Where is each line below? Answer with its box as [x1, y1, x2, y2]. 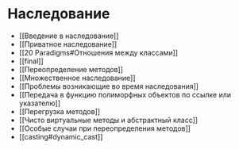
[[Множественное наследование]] [18, 73, 136, 82]
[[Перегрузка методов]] [18, 106, 101, 116]
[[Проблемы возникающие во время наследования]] [18, 81, 199, 91]
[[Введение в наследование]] [18, 31, 119, 40]
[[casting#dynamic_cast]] [18, 132, 103, 141]
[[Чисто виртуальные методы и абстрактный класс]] [18, 115, 199, 124]
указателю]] [18, 98, 61, 108]
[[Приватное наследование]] [18, 39, 118, 48]
